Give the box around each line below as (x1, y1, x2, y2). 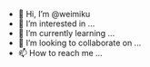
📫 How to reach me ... (17, 48, 103, 58)
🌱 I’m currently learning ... (17, 28, 115, 38)
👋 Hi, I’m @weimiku (17, 9, 91, 19)
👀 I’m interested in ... (17, 18, 95, 29)
